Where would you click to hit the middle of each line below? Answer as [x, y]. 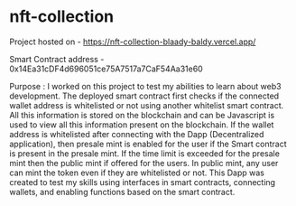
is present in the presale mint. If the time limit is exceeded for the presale [144, 153]
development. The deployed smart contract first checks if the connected [144, 96]
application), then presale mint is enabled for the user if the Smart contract [148, 144]
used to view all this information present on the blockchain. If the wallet [142, 125]
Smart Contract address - [57, 59]
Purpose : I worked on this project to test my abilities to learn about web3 [145, 86]
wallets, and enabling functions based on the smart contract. [122, 192]
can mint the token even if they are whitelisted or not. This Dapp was [137, 173]
